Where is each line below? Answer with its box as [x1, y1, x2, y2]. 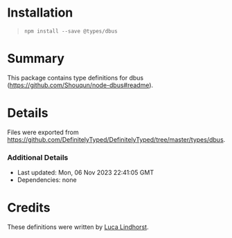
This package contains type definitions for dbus [7, 73, 144, 82]
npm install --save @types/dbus [24, 28, 118, 35]
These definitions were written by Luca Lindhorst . [7, 223, 149, 231]
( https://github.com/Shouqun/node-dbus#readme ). [7, 81, 154, 89]
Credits [7, 200, 51, 216]
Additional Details [7, 152, 69, 162]
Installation [7, 5, 73, 21]
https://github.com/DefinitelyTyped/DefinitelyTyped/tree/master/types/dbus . [7, 135, 226, 143]
